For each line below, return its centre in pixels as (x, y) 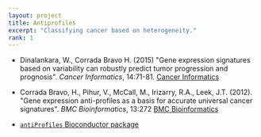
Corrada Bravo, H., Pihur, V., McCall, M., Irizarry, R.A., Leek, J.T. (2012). (136, 93)
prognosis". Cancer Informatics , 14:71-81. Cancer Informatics (119, 77)
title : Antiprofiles (42, 23)
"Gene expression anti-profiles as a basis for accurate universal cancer (136, 101)
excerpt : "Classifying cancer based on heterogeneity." (102, 30)
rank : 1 (21, 38)
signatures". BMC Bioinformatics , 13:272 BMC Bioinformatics (119, 109)
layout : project (35, 15)
